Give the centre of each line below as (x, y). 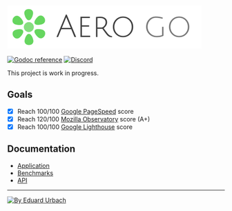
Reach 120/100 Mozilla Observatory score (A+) (84, 119)
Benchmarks (35, 173)
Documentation (41, 149)
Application (33, 165)
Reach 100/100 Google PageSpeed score (75, 111)
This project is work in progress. (53, 73)
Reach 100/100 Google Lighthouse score (75, 127)
